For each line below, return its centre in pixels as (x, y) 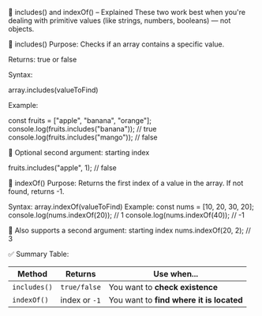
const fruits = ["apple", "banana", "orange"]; (80, 121)
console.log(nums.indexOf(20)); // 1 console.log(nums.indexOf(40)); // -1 (126, 215)
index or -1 (80, 300)
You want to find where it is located (176, 300)
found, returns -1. (36, 191)
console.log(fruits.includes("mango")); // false (83, 137)
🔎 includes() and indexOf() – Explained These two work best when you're (127, 12)
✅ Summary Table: (39, 254)
